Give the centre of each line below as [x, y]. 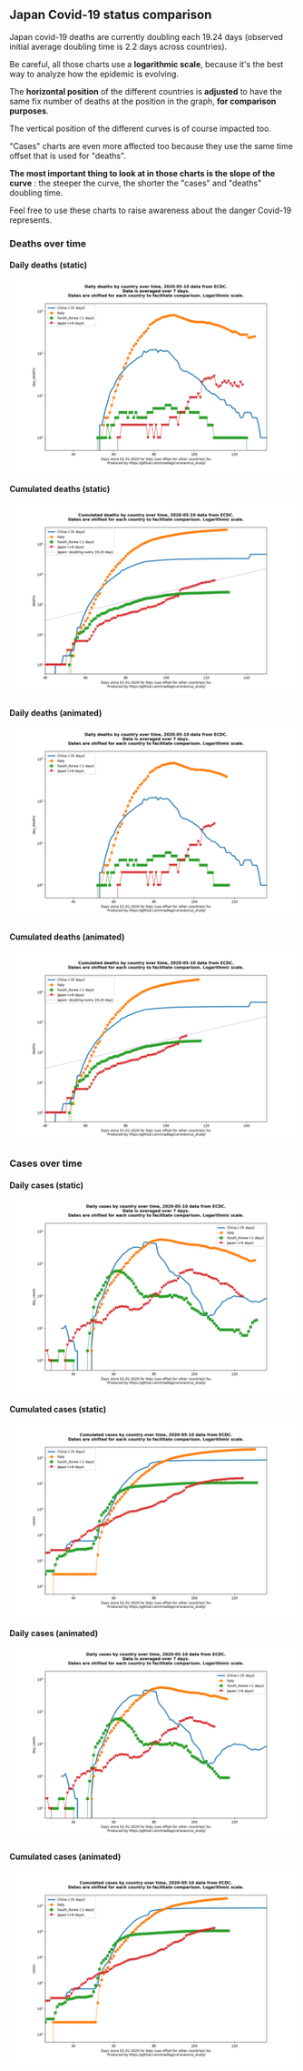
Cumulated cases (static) [58, 1409]
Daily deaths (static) [49, 265]
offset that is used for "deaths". [68, 156]
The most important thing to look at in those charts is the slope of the [142, 173]
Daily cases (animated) [54, 1633]
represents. [31, 220]
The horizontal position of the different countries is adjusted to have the [146, 91]
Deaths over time [48, 243]
